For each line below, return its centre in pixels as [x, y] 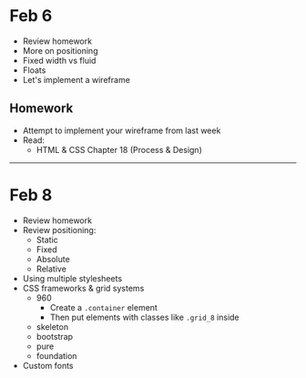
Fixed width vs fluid [59, 60]
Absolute [53, 259]
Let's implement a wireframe [76, 79]
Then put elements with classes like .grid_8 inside [144, 317]
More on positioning [60, 50]
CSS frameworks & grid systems [83, 288]
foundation [56, 355]
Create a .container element [103, 307]
